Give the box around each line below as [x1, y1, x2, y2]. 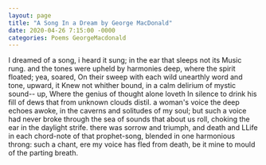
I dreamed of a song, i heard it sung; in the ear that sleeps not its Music [8, 56, 242, 65]
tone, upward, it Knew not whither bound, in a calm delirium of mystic [8, 81, 237, 90]
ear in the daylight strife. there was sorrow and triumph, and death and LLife [8, 123, 258, 132]
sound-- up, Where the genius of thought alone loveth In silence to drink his [8, 89, 257, 99]
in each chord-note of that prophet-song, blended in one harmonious [8, 132, 236, 141]
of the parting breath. [8, 148, 78, 158]
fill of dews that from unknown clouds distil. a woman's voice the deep [8, 98, 241, 107]
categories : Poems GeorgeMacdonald [8, 33, 127, 42]
